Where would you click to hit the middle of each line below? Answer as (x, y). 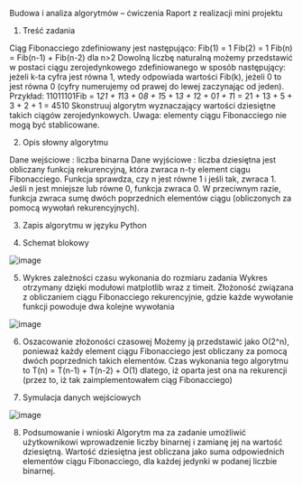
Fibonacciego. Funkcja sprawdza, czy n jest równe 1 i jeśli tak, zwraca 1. (143, 179)
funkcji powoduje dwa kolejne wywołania (98, 307)
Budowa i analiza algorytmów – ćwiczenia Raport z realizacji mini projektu (146, 13)
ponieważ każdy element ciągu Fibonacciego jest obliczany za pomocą (155, 351)
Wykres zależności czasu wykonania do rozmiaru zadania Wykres (145, 278)
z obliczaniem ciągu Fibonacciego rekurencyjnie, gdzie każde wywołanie (158, 297)
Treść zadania (49, 30)
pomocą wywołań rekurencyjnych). (74, 208)
